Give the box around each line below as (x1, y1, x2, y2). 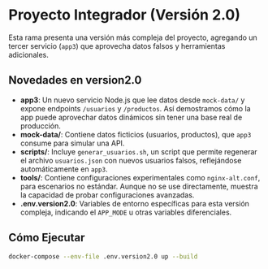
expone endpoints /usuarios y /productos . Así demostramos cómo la (19, 103, 251, 113)
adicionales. (8, 50, 49, 59)
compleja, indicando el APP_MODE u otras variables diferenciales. (19, 207, 232, 217)
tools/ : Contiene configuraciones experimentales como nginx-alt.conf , (19, 172, 261, 182)
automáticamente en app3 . (19, 164, 108, 174)
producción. (19, 120, 61, 131)
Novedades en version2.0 (8, 73, 142, 87)
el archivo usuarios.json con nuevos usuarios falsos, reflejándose (19, 155, 242, 165)
